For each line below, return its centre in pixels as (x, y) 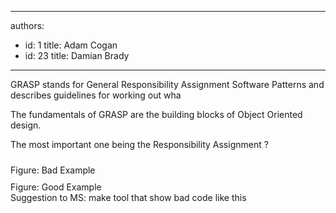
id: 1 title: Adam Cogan (71, 45)
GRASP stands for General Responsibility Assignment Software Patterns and (167, 84)
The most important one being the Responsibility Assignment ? (139, 144)
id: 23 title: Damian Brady (77, 55)
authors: (27, 25)
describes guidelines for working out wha (96, 95)
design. (26, 125)
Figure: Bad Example (53, 170)
